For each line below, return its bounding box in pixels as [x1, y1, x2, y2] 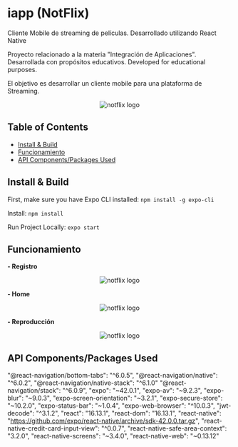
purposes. [7, 65, 38, 74]
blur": [7, 394, 24, 403]
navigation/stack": [7, 386, 61, 395]
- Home [7, 290, 31, 298]
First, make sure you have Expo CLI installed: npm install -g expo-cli [7, 195, 214, 204]
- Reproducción [7, 318, 55, 326]
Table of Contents [7, 121, 89, 134]
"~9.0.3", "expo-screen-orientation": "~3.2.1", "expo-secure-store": [25, 394, 223, 403]
